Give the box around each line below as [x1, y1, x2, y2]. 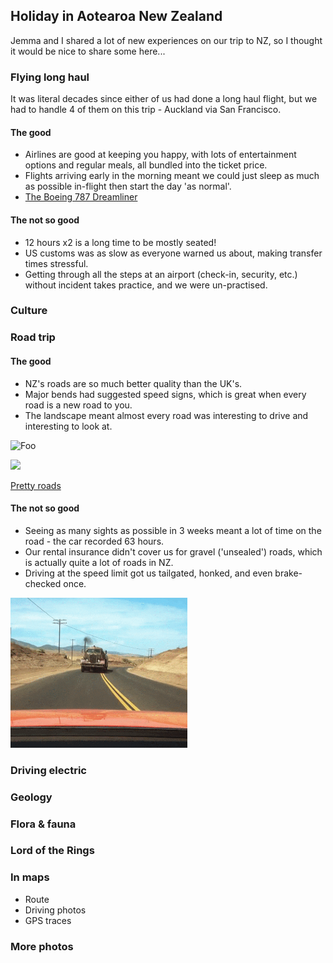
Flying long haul [10, 70, 90, 84]
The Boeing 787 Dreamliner [24, 191, 138, 203]
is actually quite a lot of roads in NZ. [24, 556, 174, 568]
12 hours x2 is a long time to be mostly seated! [24, 236, 217, 248]
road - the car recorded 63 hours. [24, 535, 165, 547]
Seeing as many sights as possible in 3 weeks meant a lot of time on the [24, 524, 322, 536]
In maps [10, 870, 50, 884]
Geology [10, 790, 53, 804]
